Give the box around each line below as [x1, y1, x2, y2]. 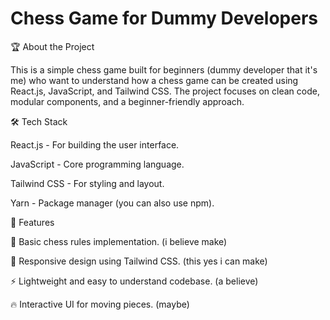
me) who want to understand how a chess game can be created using [10, 74, 299, 86]
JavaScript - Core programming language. [10, 158, 185, 170]
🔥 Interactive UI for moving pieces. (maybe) [10, 298, 190, 310]
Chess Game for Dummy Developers [10, 7, 318, 30]
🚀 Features [10, 216, 55, 228]
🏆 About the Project [10, 40, 95, 52]
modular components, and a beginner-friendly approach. [10, 95, 245, 107]
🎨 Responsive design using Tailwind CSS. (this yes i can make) [10, 255, 268, 267]
